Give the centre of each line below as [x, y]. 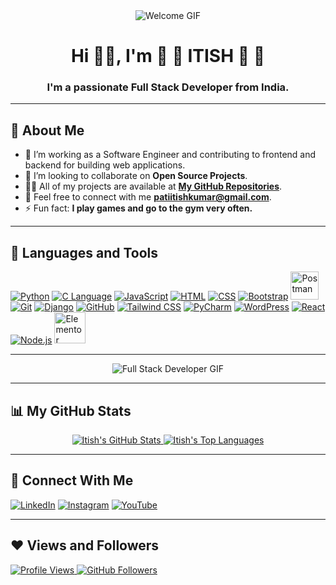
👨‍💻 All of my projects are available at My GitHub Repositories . [153, 186]
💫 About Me [47, 130]
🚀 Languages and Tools [84, 252]
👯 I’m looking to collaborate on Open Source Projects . [136, 176]
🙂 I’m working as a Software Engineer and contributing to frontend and [170, 155]
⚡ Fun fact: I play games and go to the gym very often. [138, 208]
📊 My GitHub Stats [71, 410]
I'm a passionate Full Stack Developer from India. [168, 87]
